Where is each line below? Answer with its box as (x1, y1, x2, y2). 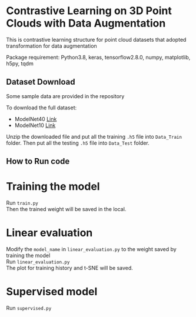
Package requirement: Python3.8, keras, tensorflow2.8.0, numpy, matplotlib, (6, 54, 191, 61)
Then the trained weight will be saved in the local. (6, 206, 127, 213)
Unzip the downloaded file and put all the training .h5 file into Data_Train (6, 133, 182, 140)
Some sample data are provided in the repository (6, 92, 125, 99)
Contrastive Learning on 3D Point (6, 4, 172, 18)
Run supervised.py (6, 304, 52, 311)
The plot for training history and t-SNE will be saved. (6, 265, 134, 272)
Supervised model (6, 285, 98, 298)
